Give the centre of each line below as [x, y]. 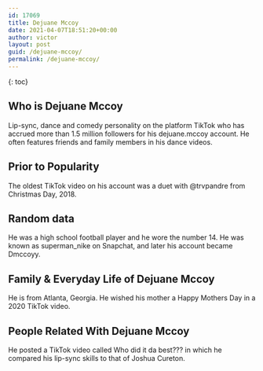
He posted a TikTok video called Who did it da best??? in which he [115, 350]
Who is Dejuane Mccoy [66, 107]
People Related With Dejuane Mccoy [99, 331]
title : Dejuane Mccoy [44, 23]
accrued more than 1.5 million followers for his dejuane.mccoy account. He [129, 134]
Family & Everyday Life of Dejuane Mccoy [111, 279]
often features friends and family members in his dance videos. [111, 141]
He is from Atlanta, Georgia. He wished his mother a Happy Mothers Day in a [132, 298]
